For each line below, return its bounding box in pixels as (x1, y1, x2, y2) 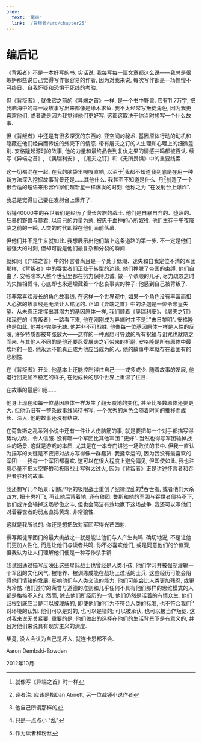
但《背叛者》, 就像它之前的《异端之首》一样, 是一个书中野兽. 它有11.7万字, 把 (6, 97, 196, 104)
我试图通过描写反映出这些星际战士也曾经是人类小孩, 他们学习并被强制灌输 (6, 562, 188, 569)
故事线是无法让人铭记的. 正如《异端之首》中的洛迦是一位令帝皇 (26, 300, 183, 308)
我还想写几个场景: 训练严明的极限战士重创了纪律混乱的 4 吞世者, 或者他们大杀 (6, 484, 194, 492)
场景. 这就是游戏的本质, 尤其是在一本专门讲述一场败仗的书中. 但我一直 (16, 442, 189, 449)
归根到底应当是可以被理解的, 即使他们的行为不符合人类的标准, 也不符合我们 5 (6, 598, 194, 607)
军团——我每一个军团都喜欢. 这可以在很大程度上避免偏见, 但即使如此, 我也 (6, 457, 189, 465)
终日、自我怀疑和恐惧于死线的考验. (11, 84, 98, 91)
